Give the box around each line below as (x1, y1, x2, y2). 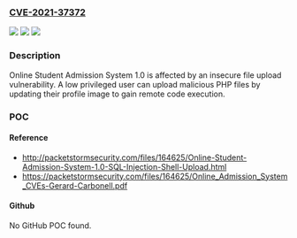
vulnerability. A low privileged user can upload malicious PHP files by (9, 79, 261, 89)
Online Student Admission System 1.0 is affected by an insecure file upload (9, 69, 282, 81)
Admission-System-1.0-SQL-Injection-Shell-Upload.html (21, 161, 227, 172)
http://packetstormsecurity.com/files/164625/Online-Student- (21, 152, 247, 163)
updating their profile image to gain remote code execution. (9, 88, 225, 99)
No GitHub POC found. (9, 219, 92, 231)
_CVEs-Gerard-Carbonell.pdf (21, 180, 128, 191)
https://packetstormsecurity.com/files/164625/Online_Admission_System (21, 171, 288, 181)
